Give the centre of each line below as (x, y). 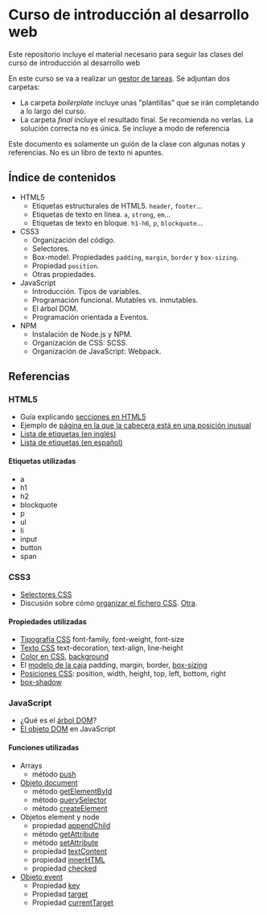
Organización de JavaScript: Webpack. (97, 351)
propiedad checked (64, 868)
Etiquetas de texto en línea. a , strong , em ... (101, 214)
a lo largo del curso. (53, 111)
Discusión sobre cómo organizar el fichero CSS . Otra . (109, 602)
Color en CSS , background (64, 656)
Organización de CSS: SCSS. (80, 342)
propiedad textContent (69, 851)
